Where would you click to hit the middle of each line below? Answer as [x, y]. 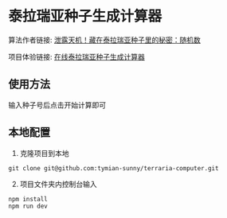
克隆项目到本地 [44, 153]
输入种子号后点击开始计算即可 [57, 105]
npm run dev [28, 206]
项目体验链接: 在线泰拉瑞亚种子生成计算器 [76, 56]
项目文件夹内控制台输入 [58, 184]
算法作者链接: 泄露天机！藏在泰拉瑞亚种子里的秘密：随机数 [104, 40]
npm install [28, 199]
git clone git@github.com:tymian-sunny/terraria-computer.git [113, 168]
